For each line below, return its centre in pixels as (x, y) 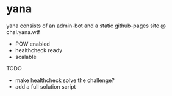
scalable (26, 57)
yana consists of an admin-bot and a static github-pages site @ (86, 26)
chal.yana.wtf (23, 32)
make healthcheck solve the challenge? (65, 80)
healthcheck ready (39, 50)
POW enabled (33, 44)
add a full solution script (45, 86)
